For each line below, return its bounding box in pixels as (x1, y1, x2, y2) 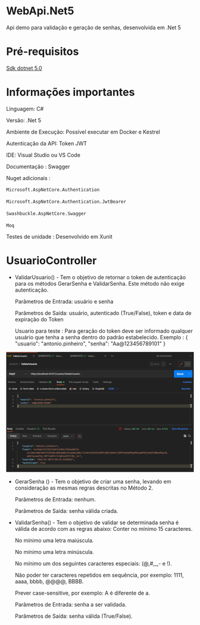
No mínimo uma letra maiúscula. (14, 537, 94, 544)
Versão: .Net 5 (6, 116, 42, 123)
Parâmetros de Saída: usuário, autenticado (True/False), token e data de (14, 309, 192, 317)
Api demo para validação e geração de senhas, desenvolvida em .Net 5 (6, 24, 182, 31)
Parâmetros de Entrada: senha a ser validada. (14, 601, 127, 608)
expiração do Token (14, 315, 64, 323)
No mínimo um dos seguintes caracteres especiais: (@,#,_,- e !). (14, 560, 172, 567)
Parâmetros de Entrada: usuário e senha (14, 298, 114, 305)
